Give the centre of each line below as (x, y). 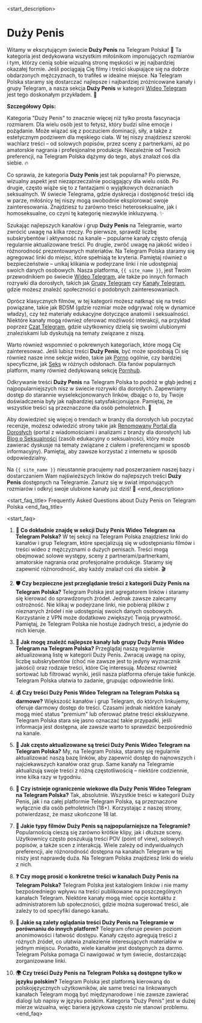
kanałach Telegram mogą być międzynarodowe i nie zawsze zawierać (102, 994)
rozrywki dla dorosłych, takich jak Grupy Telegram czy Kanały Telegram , (96, 283)
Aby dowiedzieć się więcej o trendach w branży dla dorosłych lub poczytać (100, 419)
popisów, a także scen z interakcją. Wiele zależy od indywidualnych (99, 845)
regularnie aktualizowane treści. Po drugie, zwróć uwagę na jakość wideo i (99, 244)
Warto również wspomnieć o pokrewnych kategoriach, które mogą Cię (94, 345)
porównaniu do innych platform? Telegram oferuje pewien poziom (99, 928)
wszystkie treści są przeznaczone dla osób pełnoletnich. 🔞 (79, 408)
